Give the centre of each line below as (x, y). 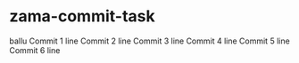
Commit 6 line (35, 50)
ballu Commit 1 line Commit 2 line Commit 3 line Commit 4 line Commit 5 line (149, 41)
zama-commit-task (82, 16)
